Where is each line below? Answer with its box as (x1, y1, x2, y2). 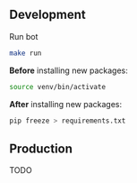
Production (9, 141, 73, 156)
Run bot (9, 31, 39, 41)
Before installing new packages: (9, 65, 128, 76)
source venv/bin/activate (9, 82, 106, 91)
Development (9, 7, 87, 23)
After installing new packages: (9, 98, 123, 109)
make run (9, 49, 42, 58)
